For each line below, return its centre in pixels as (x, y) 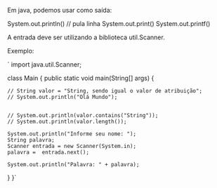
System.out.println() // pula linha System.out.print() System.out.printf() (109, 23)
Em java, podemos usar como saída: (60, 10)
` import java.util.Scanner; (45, 65)
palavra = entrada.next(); (48, 152)
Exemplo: (21, 51)
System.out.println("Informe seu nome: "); (72, 134)
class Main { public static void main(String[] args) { (81, 78)
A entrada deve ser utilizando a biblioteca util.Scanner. (86, 37)
